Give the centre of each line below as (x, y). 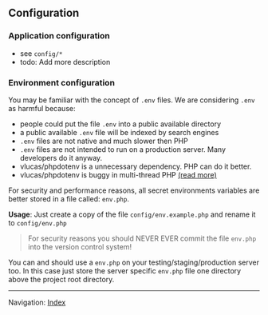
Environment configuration (62, 82)
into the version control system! (80, 246)
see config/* (41, 53)
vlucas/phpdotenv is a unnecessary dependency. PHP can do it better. (136, 166)
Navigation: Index (37, 302)
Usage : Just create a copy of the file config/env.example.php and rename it (132, 214)
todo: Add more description (65, 62)
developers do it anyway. (61, 157)
